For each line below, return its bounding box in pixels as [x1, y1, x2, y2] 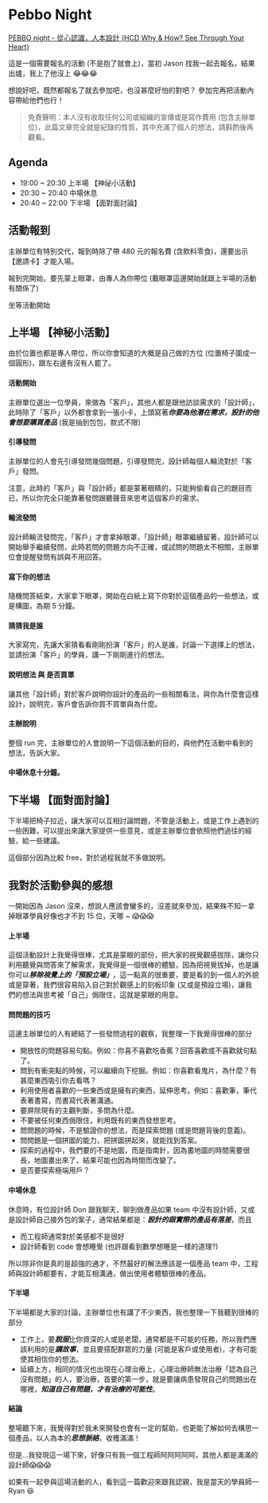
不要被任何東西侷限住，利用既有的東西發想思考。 [19, 1115, 181, 1126]
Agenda [8, 156, 49, 169]
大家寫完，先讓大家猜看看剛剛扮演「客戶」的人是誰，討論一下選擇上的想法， [8, 640, 259, 649]
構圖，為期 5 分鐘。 [14, 601, 80, 611]
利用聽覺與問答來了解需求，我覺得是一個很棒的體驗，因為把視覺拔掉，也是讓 [8, 960, 259, 970]
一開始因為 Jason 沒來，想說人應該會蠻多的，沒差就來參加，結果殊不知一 [8, 901, 248, 911]
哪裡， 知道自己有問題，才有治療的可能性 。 [19, 1384, 160, 1394]
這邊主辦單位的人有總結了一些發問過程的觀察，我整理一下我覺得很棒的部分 [8, 1029, 252, 1039]
